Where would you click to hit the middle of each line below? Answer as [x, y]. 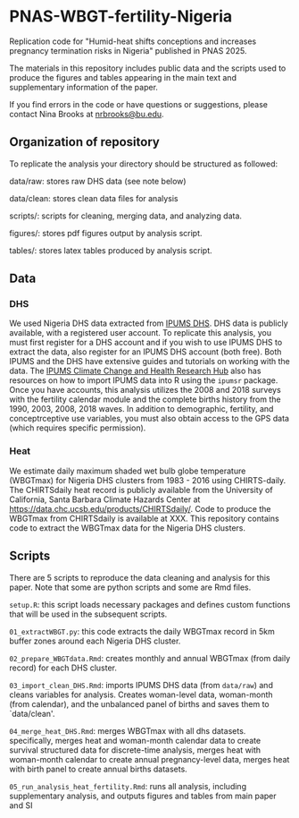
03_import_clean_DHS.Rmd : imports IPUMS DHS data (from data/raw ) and [141, 685]
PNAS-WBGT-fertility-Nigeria [121, 17]
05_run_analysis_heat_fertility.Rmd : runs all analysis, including [128, 786]
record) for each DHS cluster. [63, 668]
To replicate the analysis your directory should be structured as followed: [144, 164]
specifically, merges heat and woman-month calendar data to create [135, 740]
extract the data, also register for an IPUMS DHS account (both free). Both [145, 352]
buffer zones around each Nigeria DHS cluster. [95, 641]
